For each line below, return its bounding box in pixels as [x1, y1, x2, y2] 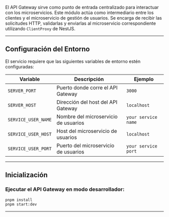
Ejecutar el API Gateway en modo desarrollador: [5, 186, 125, 193]
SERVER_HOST [8, 102, 37, 108]
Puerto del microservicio [56, 142, 115, 149]
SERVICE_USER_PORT [8, 146, 52, 152]
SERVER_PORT [8, 88, 37, 94]
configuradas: [5, 63, 34, 69]
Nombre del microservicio [56, 113, 118, 120]
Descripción [74, 76, 104, 83]
